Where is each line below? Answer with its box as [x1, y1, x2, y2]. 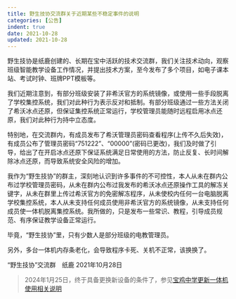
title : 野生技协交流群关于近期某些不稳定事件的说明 [7, 10, 139, 18]
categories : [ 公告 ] [7, 17, 63, 24]
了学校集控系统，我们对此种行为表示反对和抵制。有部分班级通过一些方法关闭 [7, 98, 229, 106]
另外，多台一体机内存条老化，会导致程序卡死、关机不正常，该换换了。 [7, 246, 211, 254]
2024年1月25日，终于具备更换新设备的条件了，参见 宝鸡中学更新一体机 [24, 276, 229, 284]
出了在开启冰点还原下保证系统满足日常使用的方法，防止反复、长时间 [25, 148, 223, 157]
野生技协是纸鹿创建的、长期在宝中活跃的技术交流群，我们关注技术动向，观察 [7, 57, 229, 65]
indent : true [7, 23, 46, 30]
